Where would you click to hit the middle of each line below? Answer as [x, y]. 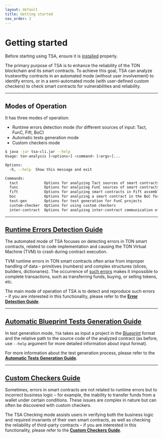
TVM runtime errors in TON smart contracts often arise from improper [75, 261]
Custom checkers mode [36, 143]
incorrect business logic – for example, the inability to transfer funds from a [80, 395]
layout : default [21, 9]
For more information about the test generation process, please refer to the [80, 353]
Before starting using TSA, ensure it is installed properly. [61, 56]
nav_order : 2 [18, 18]
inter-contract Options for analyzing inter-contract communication [81, 210]
